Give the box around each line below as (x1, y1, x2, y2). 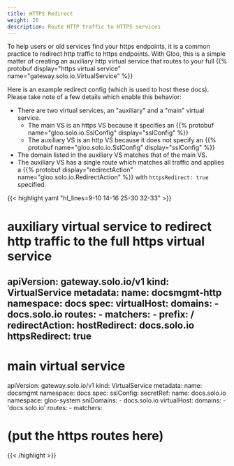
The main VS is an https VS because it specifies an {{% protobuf (27, 121, 214, 130)
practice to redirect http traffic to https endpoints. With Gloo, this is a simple (7, 50, 226, 58)
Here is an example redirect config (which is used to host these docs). (7, 85, 210, 94)
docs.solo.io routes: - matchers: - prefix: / (7, 308, 194, 320)
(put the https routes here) (7, 428, 164, 444)
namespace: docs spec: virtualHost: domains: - (7, 297, 219, 309)
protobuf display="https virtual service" (7, 64, 121, 73)
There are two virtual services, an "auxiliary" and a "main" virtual (17, 106, 205, 115)
